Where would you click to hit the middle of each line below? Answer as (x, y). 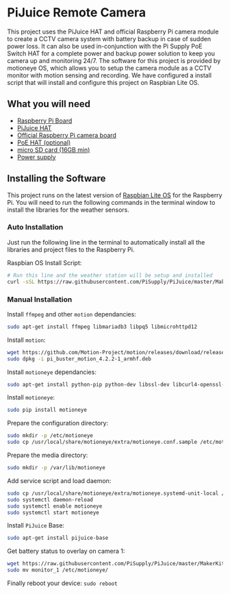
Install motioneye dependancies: (52, 372)
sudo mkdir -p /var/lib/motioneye (56, 468)
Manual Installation (40, 299)
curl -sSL (21, 282)
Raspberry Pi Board (44, 121)
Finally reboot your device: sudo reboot (62, 583)
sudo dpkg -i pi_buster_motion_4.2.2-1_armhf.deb (79, 359)
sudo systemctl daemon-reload (50, 499)
